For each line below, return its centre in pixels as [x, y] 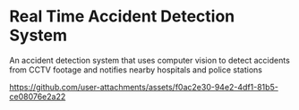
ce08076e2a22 [38, 97]
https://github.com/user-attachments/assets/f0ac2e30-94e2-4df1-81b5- [144, 87]
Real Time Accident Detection [122, 17]
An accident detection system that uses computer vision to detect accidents [150, 60]
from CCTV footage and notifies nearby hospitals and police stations [136, 70]
